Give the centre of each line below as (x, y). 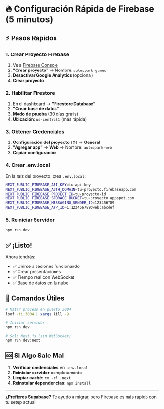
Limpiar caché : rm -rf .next (42, 377)
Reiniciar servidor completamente (47, 373)
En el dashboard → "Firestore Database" (54, 104)
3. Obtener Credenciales (35, 132)
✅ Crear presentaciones (37, 272)
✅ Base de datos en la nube (40, 283)
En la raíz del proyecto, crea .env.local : (46, 176)
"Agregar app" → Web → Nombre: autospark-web (62, 147)
